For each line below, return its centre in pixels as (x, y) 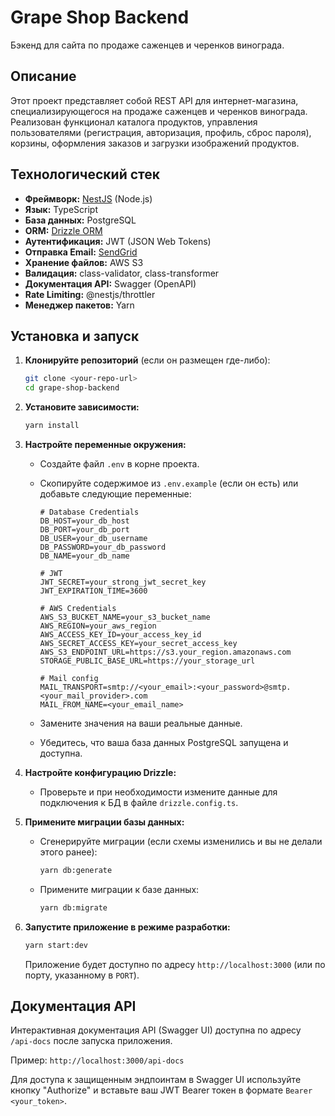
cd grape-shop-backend (72, 388)
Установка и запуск (75, 336)
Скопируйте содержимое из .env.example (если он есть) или (169, 483)
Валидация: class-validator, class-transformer (122, 273)
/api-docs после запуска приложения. (91, 1041)
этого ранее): (68, 852)
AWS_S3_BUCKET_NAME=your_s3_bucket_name (125, 617)
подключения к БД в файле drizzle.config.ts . (139, 802)
